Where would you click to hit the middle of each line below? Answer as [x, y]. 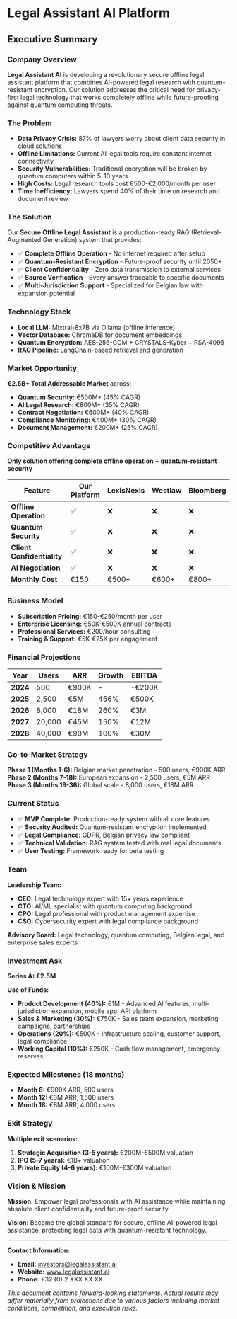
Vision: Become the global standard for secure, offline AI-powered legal [112, 1223]
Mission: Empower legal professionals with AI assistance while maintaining [116, 1201]
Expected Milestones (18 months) [66, 1075]
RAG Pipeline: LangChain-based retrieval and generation [100, 350]
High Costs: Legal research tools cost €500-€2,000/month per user [117, 184]
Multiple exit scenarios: [43, 1138]
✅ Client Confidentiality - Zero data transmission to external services [119, 270]
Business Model [35, 601]
